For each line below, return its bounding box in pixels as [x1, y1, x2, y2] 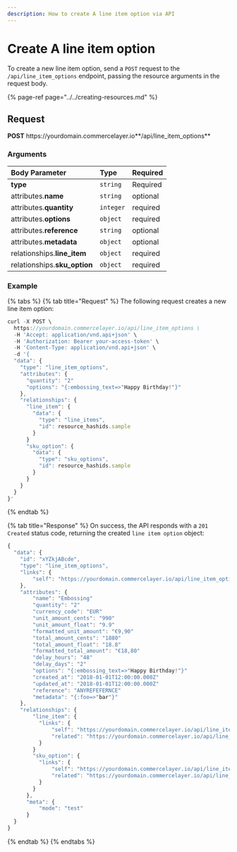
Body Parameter [11, 167, 67, 177]
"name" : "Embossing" [32, 595, 93, 602]
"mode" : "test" [38, 805, 83, 812]
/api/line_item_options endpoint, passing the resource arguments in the [7, 71, 220, 80]
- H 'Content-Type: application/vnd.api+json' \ [13, 344, 157, 351]
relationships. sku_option [11, 260, 93, 269]
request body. [7, 79, 48, 87]
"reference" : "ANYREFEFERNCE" [32, 687, 121, 694]
